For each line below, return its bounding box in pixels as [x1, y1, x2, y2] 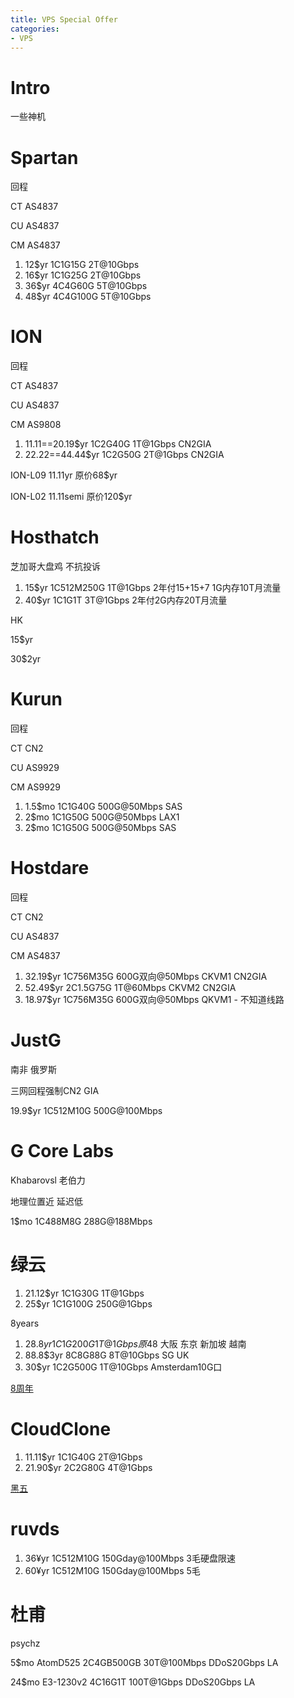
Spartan [10, 146, 79, 169]
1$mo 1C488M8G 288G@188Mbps [10, 1215, 153, 1227]
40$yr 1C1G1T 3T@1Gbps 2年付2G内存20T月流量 [24, 594, 228, 606]
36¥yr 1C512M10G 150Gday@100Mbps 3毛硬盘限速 [24, 1552, 236, 1564]
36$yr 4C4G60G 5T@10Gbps [24, 280, 148, 292]
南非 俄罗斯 [10, 1063, 57, 1075]
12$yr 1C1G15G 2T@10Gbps [24, 259, 140, 271]
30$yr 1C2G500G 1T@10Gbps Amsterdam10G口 [24, 1361, 223, 1373]
